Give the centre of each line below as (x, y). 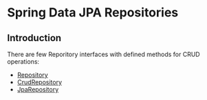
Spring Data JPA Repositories (93, 13)
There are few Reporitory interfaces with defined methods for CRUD (104, 54)
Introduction (34, 38)
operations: (23, 62)
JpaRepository (38, 89)
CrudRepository (40, 82)
